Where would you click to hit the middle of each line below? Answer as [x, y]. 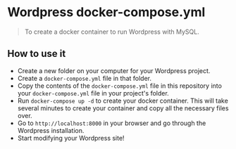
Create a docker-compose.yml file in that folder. [84, 78]
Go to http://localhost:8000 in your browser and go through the [112, 123]
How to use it [37, 54]
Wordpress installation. [51, 130]
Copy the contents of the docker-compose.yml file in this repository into [119, 86]
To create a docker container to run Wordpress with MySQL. [112, 32]
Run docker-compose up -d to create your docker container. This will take [123, 101]
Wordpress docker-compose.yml [106, 12]
